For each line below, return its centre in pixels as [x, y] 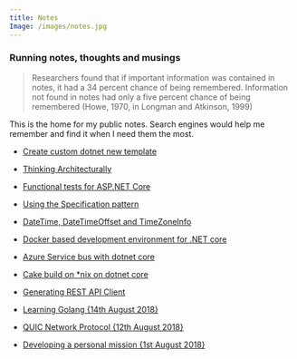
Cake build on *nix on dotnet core [86, 274]
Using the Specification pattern [81, 204]
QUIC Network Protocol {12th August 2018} [103, 326]
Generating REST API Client [74, 292]
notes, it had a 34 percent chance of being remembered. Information [159, 87]
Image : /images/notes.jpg [58, 26]
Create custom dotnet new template [89, 151]
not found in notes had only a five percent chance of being [141, 97]
